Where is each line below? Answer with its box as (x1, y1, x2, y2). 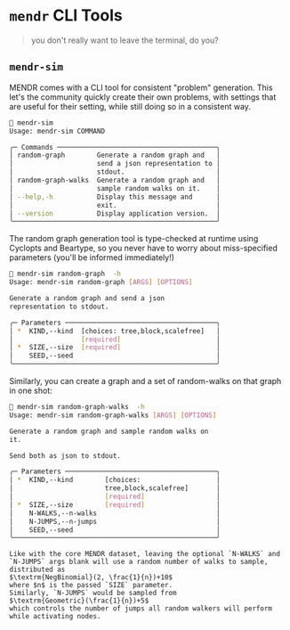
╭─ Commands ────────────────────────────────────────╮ (9, 143, 221, 151)
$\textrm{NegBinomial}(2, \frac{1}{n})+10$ (9, 573, 173, 582)
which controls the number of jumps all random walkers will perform (9, 604, 273, 613)
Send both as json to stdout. (9, 451, 122, 460)
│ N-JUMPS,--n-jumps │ (9, 517, 221, 526)
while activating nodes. (9, 612, 101, 621)
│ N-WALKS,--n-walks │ (9, 509, 221, 518)
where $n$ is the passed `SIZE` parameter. (9, 581, 173, 590)
